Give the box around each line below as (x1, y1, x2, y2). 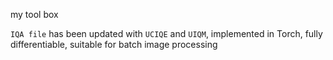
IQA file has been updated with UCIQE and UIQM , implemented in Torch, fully (10, 28, 323, 39)
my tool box (10, 9, 59, 20)
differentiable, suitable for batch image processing (10, 39, 218, 50)
